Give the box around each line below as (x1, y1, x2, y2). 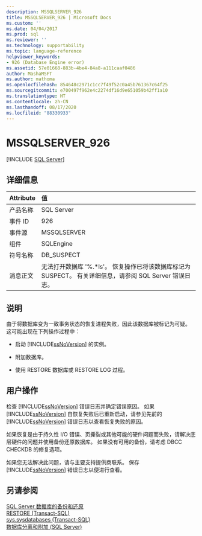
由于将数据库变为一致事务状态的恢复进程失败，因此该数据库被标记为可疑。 (6, 320, 191, 327)
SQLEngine (41, 240, 73, 248)
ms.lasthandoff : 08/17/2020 (6, 104, 77, 110)
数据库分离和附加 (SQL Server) (6, 523, 82, 530)
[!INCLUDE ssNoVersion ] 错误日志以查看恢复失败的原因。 (6, 418, 147, 425)
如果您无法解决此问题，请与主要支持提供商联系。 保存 (6, 458, 139, 465)
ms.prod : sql (6, 31, 39, 37)
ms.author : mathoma (6, 76, 55, 82)
